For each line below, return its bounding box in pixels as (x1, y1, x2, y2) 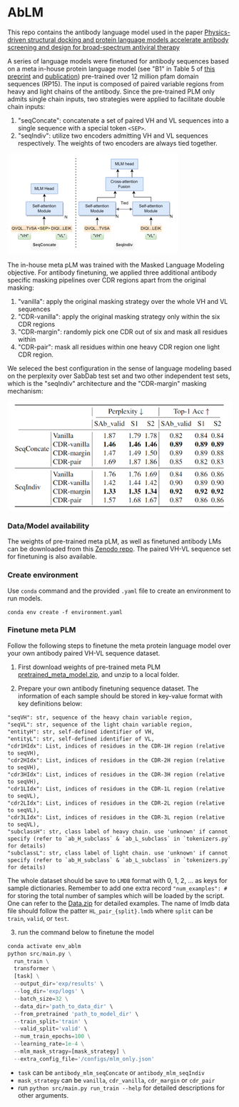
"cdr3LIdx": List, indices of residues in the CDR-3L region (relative (7, 814, 225, 821)
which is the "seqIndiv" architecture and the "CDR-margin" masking (7, 379, 207, 387)
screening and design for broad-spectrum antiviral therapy (7, 43, 180, 51)
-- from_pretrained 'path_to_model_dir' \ (14, 1010, 139, 1017)
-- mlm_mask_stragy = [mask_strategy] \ (14, 1048, 126, 1056)
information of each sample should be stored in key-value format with (17, 691, 223, 700)
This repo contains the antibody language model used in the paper (7, 28, 203, 36)
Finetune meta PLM (7, 625, 76, 635)
